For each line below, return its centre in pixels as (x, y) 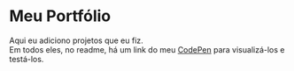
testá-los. (27, 59)
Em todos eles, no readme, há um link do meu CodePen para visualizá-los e (147, 49)
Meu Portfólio (60, 16)
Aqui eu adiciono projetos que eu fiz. (76, 40)
